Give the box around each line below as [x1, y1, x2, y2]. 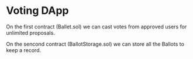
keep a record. [6, 46, 42, 53]
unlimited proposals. [6, 29, 56, 36]
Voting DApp [6, 4, 69, 17]
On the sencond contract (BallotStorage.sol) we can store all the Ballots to [6, 40, 184, 47]
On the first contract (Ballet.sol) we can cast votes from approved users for [6, 23, 187, 30]
